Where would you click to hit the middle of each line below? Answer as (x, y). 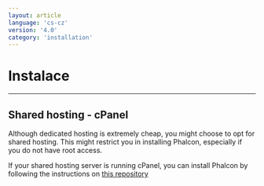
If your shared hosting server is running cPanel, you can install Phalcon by (128, 165)
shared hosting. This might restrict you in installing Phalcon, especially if (125, 142)
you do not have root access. (55, 150)
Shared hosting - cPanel (68, 115)
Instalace (39, 76)
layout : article (35, 15)
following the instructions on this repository (79, 174)
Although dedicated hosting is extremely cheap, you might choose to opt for (132, 133)
